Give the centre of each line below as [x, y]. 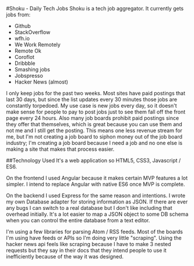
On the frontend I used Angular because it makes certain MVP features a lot [97, 178]
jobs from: [18, 15]
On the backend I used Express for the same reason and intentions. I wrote [96, 196]
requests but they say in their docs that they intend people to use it [87, 250]
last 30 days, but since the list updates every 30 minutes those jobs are [92, 99]
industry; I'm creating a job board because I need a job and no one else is [94, 143]
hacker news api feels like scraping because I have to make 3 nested [89, 244]
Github [22, 26]
